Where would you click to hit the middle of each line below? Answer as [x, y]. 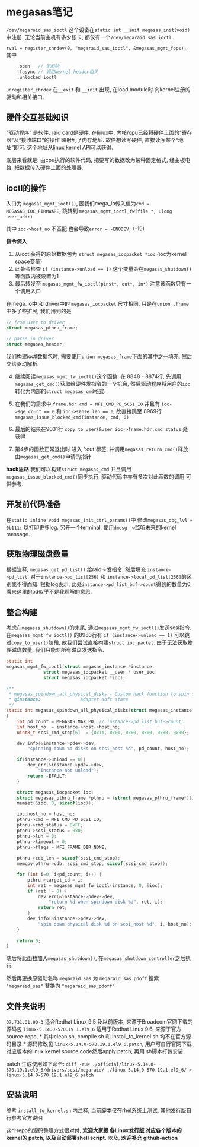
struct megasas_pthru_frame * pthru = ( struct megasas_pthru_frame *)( [105, 798]
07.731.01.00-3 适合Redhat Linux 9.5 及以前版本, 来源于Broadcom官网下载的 [99, 1022]
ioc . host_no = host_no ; [46, 814]
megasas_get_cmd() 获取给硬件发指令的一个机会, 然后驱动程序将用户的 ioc [102, 384]
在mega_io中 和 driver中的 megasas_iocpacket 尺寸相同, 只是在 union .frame [98, 304]
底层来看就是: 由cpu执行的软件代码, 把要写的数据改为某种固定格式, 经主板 [96, 160]
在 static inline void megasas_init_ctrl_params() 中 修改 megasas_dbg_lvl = [99, 519]
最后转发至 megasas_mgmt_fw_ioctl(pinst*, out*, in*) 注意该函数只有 [100, 284]
